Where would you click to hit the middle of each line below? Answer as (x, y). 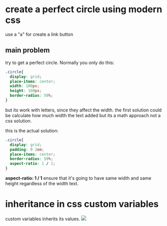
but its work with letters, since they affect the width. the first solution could (83, 110)
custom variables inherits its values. (43, 219)
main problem (27, 50)
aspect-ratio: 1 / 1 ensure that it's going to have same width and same (78, 178)
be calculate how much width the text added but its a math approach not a (83, 115)
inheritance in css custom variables (82, 204)
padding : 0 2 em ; (27, 149)
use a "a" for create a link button (39, 34)
